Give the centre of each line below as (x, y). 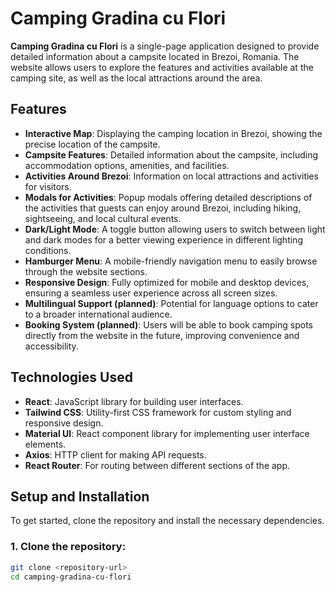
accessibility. (51, 346)
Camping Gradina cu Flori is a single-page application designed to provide (165, 46)
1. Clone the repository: (68, 547)
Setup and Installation (80, 496)
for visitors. (48, 186)
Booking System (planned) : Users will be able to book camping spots (168, 324)
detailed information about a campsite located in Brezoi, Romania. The (155, 56)
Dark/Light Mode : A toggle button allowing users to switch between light (175, 229)
